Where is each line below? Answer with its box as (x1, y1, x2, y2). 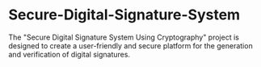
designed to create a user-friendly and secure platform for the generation (8, 40, 253, 50)
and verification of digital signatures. (8, 49, 131, 59)
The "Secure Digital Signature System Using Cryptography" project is (8, 32, 240, 42)
